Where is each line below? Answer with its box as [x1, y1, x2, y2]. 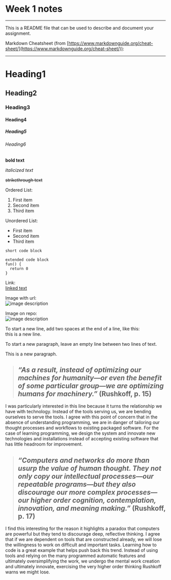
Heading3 [5, 104, 31, 111]
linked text [5, 285, 27, 291]
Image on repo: [5, 310, 37, 316]
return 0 [10, 266, 28, 271]
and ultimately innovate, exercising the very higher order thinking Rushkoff [5, 564, 162, 570]
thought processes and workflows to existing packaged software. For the [5, 425, 159, 431]
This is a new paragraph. [5, 351, 58, 357]
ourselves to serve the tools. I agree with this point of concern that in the [5, 414, 158, 420]
